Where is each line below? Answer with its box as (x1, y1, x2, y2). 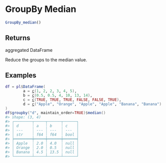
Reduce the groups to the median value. (5, 56, 87, 63)
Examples (5, 71, 36, 80)
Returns (5, 34, 31, 42)
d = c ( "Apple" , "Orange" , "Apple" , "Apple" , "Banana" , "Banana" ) (23, 102, 162, 107)
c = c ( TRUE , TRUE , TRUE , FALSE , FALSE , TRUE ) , (23, 97, 122, 103)
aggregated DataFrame (5, 47, 53, 53)
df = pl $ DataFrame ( (5, 84, 46, 89)
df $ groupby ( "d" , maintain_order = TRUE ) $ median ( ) (5, 111, 106, 116)
